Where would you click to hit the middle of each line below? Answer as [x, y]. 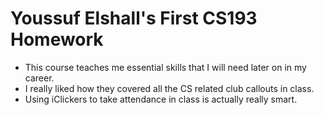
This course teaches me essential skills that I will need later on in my [165, 67]
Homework [57, 39]
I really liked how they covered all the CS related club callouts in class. [169, 88]
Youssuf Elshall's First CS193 [134, 18]
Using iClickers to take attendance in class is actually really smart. [161, 99]
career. [39, 78]
